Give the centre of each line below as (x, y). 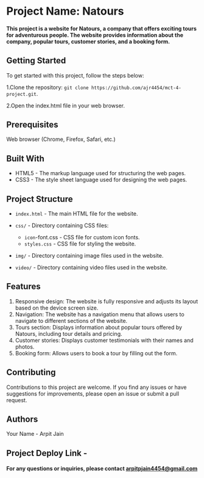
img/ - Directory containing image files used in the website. (89, 256)
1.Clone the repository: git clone (48, 87)
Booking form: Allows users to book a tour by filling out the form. (96, 353)
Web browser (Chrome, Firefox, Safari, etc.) (61, 139)
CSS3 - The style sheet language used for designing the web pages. (101, 180)
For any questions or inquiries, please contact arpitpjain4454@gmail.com (102, 469)
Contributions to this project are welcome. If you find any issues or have (97, 387)
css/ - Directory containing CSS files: (62, 226)
